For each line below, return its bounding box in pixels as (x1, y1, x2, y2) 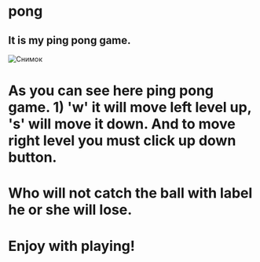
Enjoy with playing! (8, 237, 136, 255)
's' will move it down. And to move (8, 115, 236, 133)
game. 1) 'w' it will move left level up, (8, 99, 252, 116)
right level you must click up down (8, 132, 236, 150)
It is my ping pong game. (8, 34, 131, 47)
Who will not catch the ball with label (8, 184, 253, 202)
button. (8, 148, 57, 166)
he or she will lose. (8, 201, 133, 219)
